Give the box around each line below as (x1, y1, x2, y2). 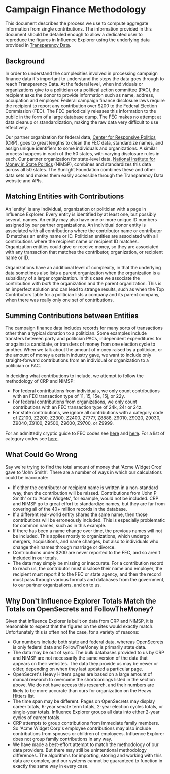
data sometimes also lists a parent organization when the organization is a (5, 270, 160, 276)
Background (5, 57, 45, 66)
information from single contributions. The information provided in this (5, 25, 152, 32)
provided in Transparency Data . (5, 42, 71, 48)
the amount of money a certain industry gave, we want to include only (5, 352, 152, 358)
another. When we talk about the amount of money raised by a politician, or (5, 347, 162, 353)
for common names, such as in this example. (12, 523, 107, 529)
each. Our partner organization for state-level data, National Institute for (5, 156, 156, 162)
